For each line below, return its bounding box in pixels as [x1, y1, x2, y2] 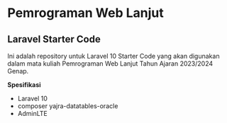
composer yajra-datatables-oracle [17, 102, 118, 110]
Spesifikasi [7, 81, 41, 89]
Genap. [7, 67, 29, 75]
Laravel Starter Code [7, 33, 101, 45]
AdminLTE [17, 110, 48, 117]
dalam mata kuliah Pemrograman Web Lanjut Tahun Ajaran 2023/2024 [7, 59, 214, 68]
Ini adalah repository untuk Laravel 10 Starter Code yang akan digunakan [7, 52, 220, 60]
